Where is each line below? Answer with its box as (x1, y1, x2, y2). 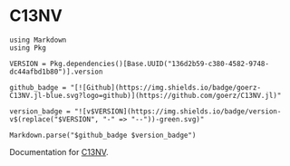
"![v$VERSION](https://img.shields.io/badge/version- (73, 106, 282, 116)
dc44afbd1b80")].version (9, 67, 103, 76)
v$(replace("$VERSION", (9, 114, 100, 123)
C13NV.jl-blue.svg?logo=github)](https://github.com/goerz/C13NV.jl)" (9, 91, 282, 100)
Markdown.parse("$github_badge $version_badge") (9, 131, 197, 140)
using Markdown (9, 35, 67, 44)
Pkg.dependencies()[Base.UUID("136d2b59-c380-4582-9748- (49, 59, 270, 68)
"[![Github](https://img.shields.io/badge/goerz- (70, 83, 261, 92)
